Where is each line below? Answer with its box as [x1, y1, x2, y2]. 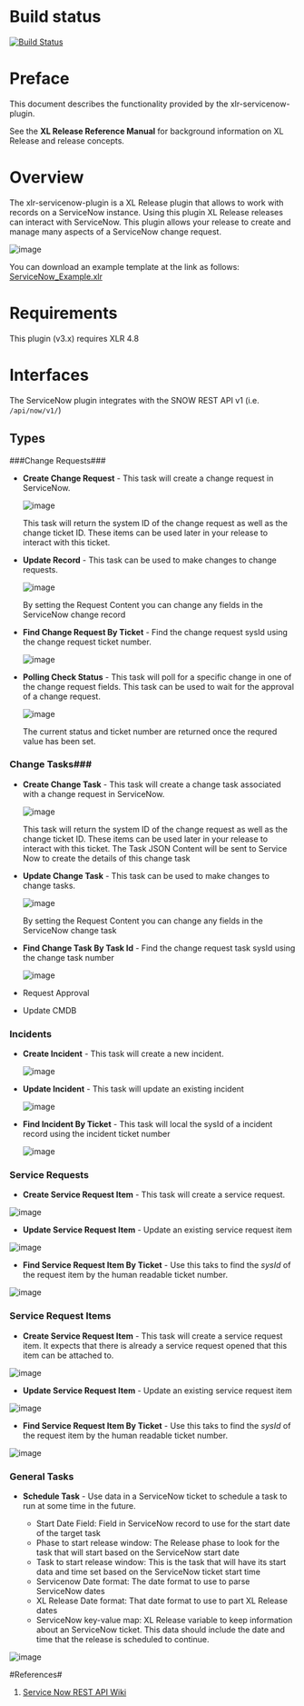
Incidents [9, 1027, 53, 1040]
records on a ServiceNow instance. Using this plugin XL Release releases [9, 206, 284, 217]
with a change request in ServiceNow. [22, 788, 165, 799]
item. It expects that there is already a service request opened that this [22, 1340, 288, 1351]
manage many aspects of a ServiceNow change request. [9, 225, 222, 237]
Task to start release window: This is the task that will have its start [35, 1556, 287, 1567]
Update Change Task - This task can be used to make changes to [22, 870, 270, 881]
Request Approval [22, 987, 90, 998]
